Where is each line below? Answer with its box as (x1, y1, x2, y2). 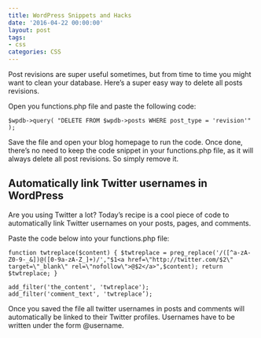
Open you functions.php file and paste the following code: (8, 101, 197, 111)
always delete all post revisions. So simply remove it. (8, 154, 179, 163)
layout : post (8, 26, 51, 34)
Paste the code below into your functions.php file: (8, 233, 170, 243)
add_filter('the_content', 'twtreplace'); (8, 283, 149, 291)
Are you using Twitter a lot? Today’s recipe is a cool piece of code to (8, 210, 230, 219)
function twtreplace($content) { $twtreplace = (8, 248, 167, 256)
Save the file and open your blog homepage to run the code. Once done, (8, 138, 244, 146)
